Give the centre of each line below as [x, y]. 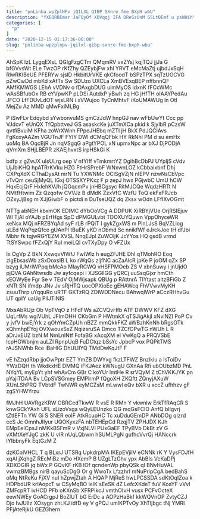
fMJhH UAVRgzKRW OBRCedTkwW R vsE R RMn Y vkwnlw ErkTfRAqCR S [97, 403]
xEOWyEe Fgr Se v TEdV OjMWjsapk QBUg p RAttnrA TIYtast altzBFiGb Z [96, 279]
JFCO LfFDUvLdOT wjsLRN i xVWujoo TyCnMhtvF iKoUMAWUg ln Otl [92, 100]
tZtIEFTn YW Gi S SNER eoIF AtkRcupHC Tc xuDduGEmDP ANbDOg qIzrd [96, 415]
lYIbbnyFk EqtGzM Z [31, 441]
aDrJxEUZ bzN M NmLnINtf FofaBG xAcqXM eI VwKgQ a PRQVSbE [88, 335]
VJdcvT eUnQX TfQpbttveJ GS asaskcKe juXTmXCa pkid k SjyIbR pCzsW [96, 124]
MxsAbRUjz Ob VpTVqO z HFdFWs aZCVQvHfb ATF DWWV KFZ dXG [91, 310]
